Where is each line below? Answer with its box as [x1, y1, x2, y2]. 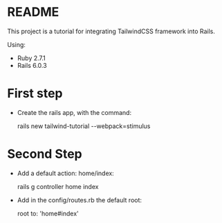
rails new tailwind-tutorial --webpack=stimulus [17, 122, 151, 130]
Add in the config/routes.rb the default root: [17, 195, 142, 204]
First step [7, 86, 63, 101]
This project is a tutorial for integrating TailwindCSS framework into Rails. [7, 27, 216, 35]
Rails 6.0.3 [17, 61, 47, 69]
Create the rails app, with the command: [17, 108, 132, 116]
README [7, 4, 59, 20]
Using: [7, 40, 26, 48]
